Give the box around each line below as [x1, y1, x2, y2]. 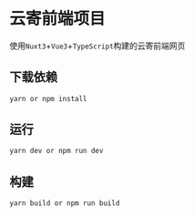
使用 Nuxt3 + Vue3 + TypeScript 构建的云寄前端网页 [9, 40, 186, 51]
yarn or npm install [9, 94, 88, 103]
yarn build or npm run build [9, 199, 120, 208]
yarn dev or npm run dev [9, 147, 104, 156]
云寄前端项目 [9, 8, 107, 29]
